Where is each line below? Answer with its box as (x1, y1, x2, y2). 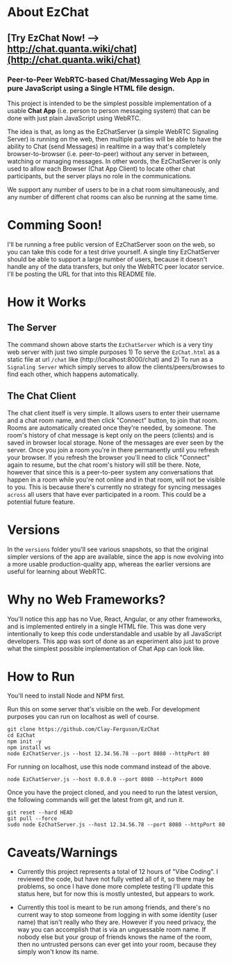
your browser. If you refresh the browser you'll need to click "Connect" (7, 453, 210, 461)
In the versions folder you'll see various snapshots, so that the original (7, 545, 208, 553)
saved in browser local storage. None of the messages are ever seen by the (7, 438, 224, 447)
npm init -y (7, 738, 42, 746)
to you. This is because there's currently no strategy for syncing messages (7, 482, 222, 491)
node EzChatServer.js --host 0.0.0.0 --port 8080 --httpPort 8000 (7, 776, 204, 783)
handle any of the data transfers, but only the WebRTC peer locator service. (7, 262, 224, 270)
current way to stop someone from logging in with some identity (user (17, 911, 217, 919)
